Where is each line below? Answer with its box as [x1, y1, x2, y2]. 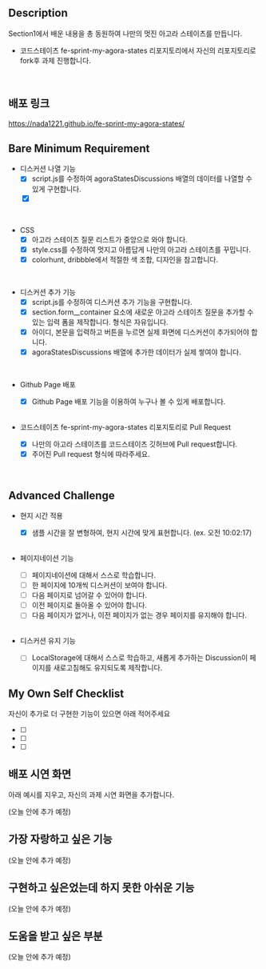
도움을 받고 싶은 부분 [8, 930, 103, 943]
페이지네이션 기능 [19, 554, 74, 563]
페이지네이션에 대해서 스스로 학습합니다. [31, 571, 157, 579]
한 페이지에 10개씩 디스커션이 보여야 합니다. [31, 580, 168, 591]
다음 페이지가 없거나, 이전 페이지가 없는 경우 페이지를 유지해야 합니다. [31, 611, 248, 620]
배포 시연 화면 [8, 767, 72, 781]
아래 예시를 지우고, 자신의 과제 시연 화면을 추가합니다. [8, 790, 174, 799]
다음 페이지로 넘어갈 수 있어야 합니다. [31, 591, 148, 600]
